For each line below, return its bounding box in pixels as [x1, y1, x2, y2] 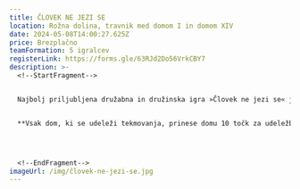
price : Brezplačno [9, 37, 78, 47]
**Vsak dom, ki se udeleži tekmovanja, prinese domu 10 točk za [17, 119, 262, 127]
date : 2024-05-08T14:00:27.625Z [9, 29, 129, 38]
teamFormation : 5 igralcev [9, 46, 110, 55]
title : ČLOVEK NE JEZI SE [9, 12, 105, 22]
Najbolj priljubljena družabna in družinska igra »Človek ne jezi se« [17, 94, 286, 103]
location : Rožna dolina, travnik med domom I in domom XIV [9, 21, 234, 30]
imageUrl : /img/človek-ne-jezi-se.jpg [9, 167, 154, 176]
